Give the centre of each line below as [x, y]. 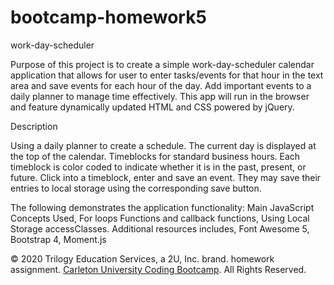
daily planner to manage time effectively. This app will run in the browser [160, 96]
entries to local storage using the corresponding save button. [136, 188]
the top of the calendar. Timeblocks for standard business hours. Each [155, 156]
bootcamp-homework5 [108, 17]
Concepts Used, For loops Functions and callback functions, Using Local [160, 218]
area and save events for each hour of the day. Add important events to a [161, 85]
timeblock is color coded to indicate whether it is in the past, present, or [158, 167]
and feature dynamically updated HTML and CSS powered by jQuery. [152, 107]
